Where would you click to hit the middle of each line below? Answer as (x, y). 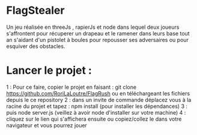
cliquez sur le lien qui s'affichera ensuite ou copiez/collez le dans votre (94, 119)
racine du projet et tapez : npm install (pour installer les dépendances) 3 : (97, 106)
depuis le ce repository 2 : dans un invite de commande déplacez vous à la (99, 100)
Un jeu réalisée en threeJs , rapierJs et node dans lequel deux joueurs (93, 27)
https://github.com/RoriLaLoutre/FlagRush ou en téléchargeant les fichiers (98, 93)
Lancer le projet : (49, 70)
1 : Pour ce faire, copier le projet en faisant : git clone (71, 87)
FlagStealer (35, 10)
